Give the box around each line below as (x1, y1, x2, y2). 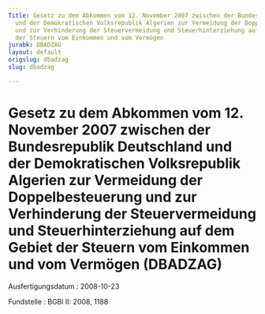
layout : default (8, 48, 62, 56)
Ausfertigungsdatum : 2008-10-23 (8, 282, 120, 291)
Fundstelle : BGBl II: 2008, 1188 (8, 297, 109, 306)
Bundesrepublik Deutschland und (8, 138, 233, 155)
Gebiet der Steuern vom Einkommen (8, 238, 250, 256)
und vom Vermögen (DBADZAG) (8, 255, 222, 273)
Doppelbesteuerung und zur (8, 187, 197, 206)
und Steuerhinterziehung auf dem (8, 221, 235, 240)
